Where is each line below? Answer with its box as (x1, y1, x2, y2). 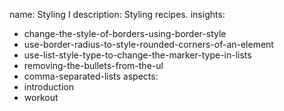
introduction (23, 81, 74, 93)
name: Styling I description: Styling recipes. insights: (9, 9, 226, 20)
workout (23, 92, 59, 103)
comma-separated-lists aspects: (23, 70, 159, 82)
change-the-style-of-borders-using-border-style (23, 28, 227, 39)
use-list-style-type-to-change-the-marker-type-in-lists (23, 49, 252, 61)
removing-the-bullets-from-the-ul (23, 60, 164, 71)
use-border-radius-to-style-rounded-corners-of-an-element (23, 39, 274, 50)
